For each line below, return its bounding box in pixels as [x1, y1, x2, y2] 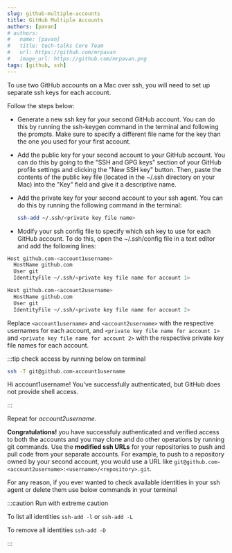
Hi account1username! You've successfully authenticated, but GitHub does [7, 380, 221, 389]
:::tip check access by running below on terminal [7, 355, 146, 363]
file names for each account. [7, 341, 89, 349]
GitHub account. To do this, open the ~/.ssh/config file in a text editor [17, 234, 215, 243]
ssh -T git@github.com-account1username [7, 368, 126, 375]
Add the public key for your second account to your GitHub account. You [17, 151, 225, 159]
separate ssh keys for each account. [7, 88, 111, 96]
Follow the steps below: [7, 101, 75, 110]
